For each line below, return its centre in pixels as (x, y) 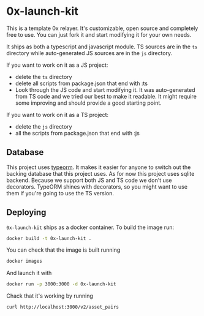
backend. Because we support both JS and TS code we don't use (89, 180)
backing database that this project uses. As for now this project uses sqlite (100, 173)
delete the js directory (43, 126)
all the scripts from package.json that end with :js (77, 133)
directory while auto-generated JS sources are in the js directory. (89, 53)
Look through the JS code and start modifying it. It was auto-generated (105, 89)
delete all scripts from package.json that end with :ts (81, 83)
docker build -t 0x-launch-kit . (49, 238)
